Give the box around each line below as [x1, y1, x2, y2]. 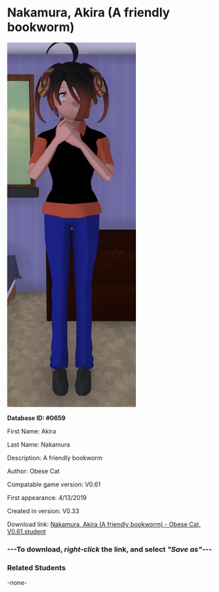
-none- [7, 578, 27, 587]
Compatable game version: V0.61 [7, 480, 101, 488]
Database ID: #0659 [7, 414, 66, 422]
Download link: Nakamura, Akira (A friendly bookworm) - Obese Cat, [7, 520, 201, 528]
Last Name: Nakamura [7, 440, 71, 449]
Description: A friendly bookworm [7, 453, 103, 462]
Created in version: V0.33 [7, 506, 80, 515]
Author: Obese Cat [7, 466, 60, 475]
